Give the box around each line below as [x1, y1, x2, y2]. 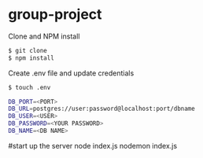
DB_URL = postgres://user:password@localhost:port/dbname [8, 105, 195, 113]
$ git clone [8, 46, 47, 54]
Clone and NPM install [8, 31, 80, 41]
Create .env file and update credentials [8, 68, 135, 78]
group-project [8, 6, 102, 24]
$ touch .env [8, 83, 51, 91]
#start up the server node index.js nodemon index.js [8, 141, 178, 150]
